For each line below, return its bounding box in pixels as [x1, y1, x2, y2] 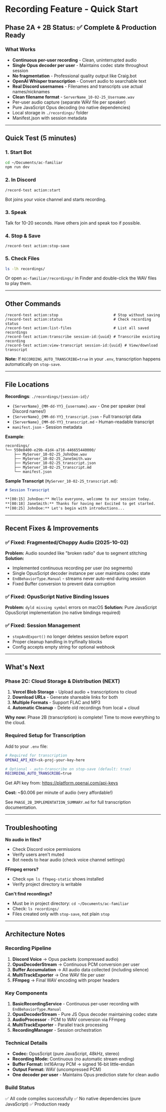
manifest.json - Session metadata [12, 424, 83, 430]
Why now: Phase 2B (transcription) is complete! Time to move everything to [5, 715, 160, 721]
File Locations [5, 380, 49, 389]
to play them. [5, 280, 32, 286]
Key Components [5, 990, 48, 997]
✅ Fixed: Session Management [5, 622, 81, 629]
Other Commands [5, 299, 61, 308]
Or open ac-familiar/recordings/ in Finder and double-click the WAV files [5, 275, 157, 281]
